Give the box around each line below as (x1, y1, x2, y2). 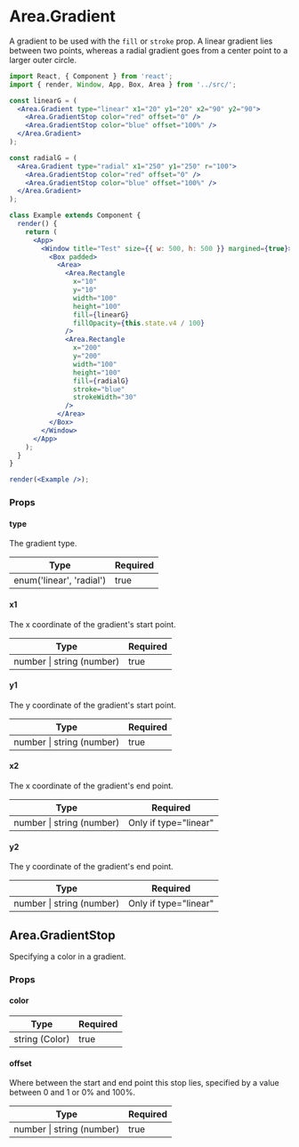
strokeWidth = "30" (72, 393, 138, 402)
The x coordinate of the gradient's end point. (9, 780, 174, 791)
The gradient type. (9, 538, 77, 549)
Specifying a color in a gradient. (9, 950, 126, 962)
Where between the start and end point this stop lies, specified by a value (9, 1078, 279, 1088)
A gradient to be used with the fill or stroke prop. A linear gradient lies (9, 36, 273, 46)
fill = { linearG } (72, 310, 129, 319)
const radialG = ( (9, 153, 77, 162)
